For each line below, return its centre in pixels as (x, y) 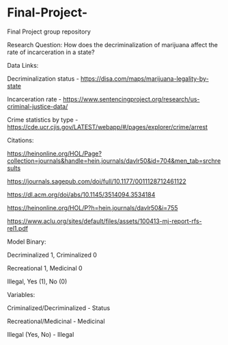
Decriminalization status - (43, 78)
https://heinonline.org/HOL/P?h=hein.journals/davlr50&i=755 (92, 207)
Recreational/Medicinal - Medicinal (56, 321)
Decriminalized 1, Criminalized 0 (52, 255)
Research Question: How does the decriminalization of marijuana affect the (113, 44)
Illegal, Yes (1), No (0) (37, 281)
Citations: (20, 140)
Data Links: (23, 65)
